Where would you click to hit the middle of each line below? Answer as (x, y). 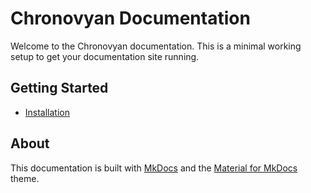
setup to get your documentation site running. (105, 56)
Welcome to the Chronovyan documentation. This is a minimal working (156, 46)
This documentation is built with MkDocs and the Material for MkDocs (154, 168)
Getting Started (59, 88)
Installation (47, 112)
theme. (25, 178)
